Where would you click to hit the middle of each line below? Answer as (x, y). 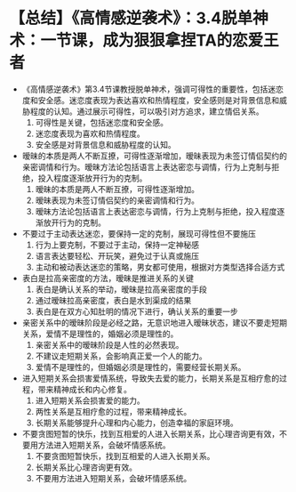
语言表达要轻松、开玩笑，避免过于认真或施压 (117, 255)
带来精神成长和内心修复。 (84, 389)
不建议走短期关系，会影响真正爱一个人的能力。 (121, 356)
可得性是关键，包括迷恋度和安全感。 (102, 122)
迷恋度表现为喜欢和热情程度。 (90, 133)
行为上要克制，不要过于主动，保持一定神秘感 (117, 245)
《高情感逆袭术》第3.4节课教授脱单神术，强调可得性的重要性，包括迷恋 (153, 89)
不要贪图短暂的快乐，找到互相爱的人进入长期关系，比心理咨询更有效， (151, 433)
